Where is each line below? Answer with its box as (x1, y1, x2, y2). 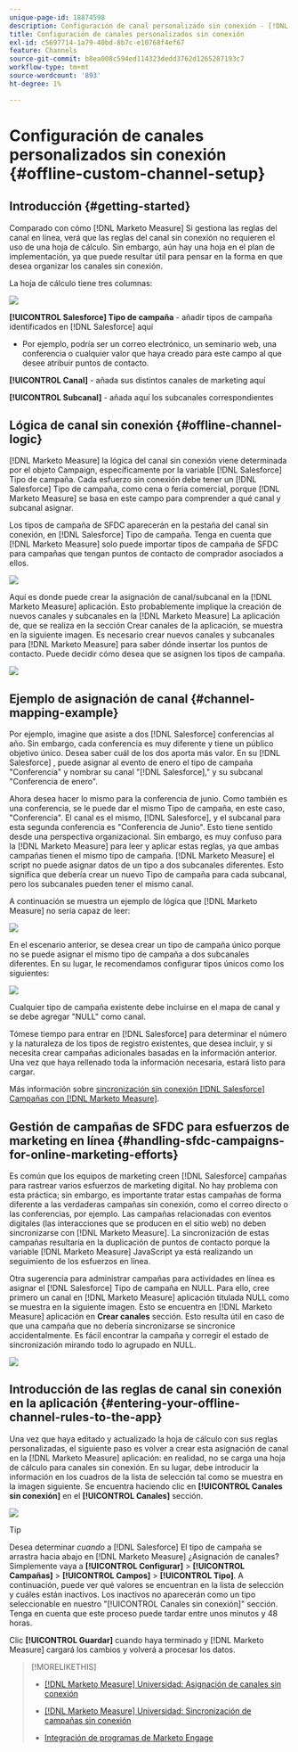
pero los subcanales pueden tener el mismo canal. (9, 879, 194, 890)
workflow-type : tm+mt (9, 63, 90, 72)
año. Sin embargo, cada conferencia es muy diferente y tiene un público (9, 738, 274, 749)
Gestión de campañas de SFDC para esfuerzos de (9, 1119, 290, 1134)
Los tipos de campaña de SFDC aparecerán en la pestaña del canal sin (9, 520, 269, 531)
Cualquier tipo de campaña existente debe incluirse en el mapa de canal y (9, 1002, 280, 1013)
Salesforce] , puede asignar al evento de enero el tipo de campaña (9, 757, 254, 768)
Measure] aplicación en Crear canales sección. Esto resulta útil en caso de (9, 1312, 285, 1322)
